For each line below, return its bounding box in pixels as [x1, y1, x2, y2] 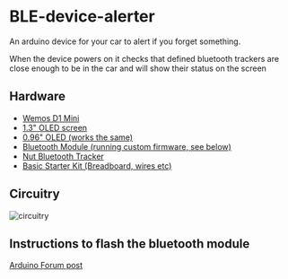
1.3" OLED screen [22, 122, 88, 133]
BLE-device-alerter [9, 6, 155, 27]
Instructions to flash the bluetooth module [9, 236, 250, 251]
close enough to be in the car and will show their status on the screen [9, 63, 267, 74]
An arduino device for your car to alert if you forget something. [9, 36, 241, 47]
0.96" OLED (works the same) [22, 132, 133, 143]
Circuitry [9, 187, 60, 202]
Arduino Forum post [9, 260, 83, 271]
